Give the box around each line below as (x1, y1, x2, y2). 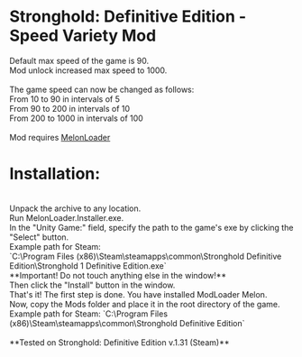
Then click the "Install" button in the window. (9, 279, 176, 290)
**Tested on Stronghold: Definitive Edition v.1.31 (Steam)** (9, 336, 230, 348)
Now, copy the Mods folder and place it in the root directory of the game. (9, 298, 281, 309)
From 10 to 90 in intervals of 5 (9, 93, 120, 105)
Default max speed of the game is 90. (9, 55, 150, 66)
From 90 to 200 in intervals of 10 (9, 103, 131, 114)
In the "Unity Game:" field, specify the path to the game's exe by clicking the (9, 222, 294, 233)
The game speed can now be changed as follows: (9, 84, 195, 95)
